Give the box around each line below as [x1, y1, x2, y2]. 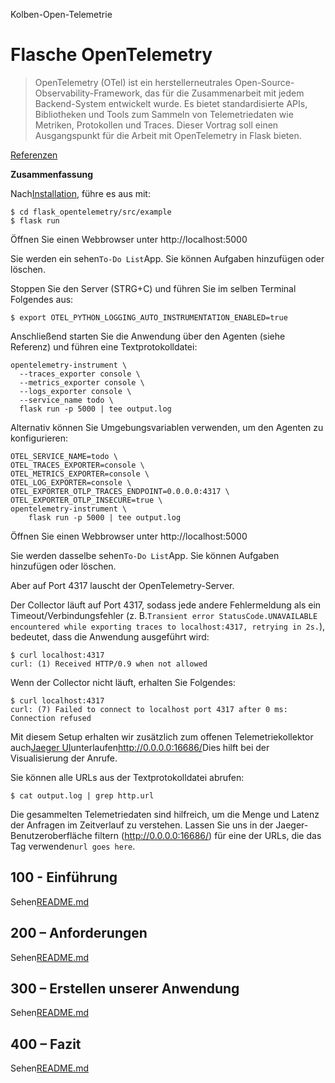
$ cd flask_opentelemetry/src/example [10, 207, 172, 217]
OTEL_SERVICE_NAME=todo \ [10, 451, 118, 461]
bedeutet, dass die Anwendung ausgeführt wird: [10, 630, 210, 643]
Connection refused [10, 713, 92, 723]
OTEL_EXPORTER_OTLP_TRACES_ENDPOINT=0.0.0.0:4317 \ [10, 486, 230, 496]
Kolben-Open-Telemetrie [10, 9, 113, 20]
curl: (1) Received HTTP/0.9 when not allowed [10, 659, 208, 669]
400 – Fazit [10, 1035, 82, 1053]
